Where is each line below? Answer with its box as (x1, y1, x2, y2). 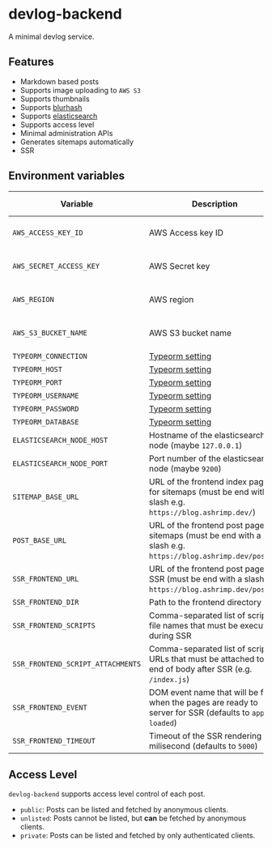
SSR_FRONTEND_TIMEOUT (12, 736, 96, 745)
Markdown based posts (19, 76, 100, 86)
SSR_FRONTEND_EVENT (12, 702, 87, 712)
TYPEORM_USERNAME (12, 390, 79, 400)
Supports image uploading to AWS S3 (19, 85, 142, 95)
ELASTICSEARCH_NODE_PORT (12, 458, 108, 468)
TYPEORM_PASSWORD (12, 404, 79, 413)
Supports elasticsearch (19, 111, 98, 121)
